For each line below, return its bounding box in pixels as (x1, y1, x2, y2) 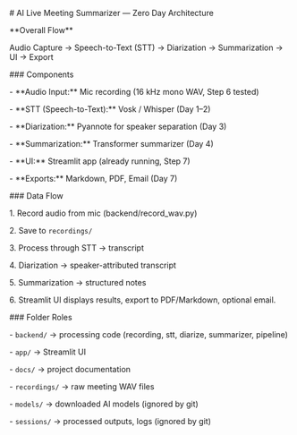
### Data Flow (9, 191, 64, 200)
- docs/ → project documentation (9, 364, 132, 374)
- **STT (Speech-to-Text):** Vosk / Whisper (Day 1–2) (9, 104, 211, 115)
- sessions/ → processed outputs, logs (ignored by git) (9, 416, 212, 426)
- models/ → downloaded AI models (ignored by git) (9, 398, 199, 409)
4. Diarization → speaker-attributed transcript (9, 260, 177, 270)
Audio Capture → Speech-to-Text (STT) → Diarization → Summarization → (9, 42, 284, 53)
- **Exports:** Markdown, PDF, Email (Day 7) (9, 174, 178, 183)
